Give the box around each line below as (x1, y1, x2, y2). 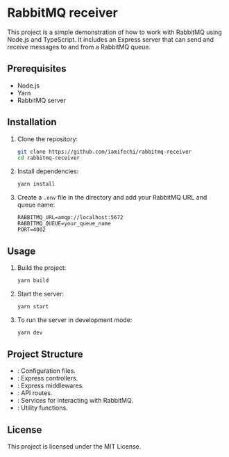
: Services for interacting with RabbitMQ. (17, 396, 134, 405)
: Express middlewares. (17, 381, 85, 390)
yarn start (17, 303, 49, 310)
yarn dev (17, 329, 43, 336)
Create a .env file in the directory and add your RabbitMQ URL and (17, 193, 207, 202)
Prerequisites (7, 63, 67, 74)
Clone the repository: (17, 134, 78, 143)
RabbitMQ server (17, 96, 67, 104)
